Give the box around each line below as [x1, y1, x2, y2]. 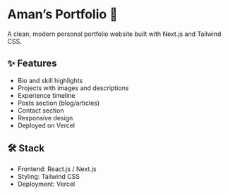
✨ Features [7, 58, 57, 70]
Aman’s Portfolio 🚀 [7, 6, 118, 23]
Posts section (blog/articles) [17, 99, 100, 107]
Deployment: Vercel [17, 180, 76, 188]
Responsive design [17, 113, 73, 122]
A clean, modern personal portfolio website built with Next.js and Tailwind [7, 30, 222, 38]
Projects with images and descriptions [17, 84, 129, 92]
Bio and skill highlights [17, 76, 83, 84]
